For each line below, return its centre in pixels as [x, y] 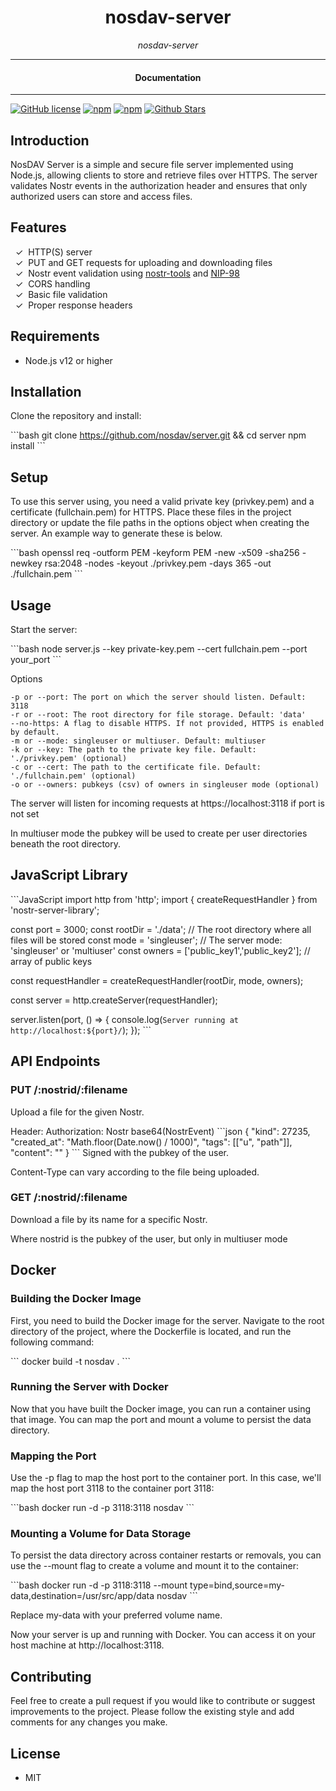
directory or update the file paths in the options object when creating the [160, 523]
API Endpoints [55, 1061]
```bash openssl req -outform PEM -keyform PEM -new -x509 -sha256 [155, 553]
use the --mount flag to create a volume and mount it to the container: [154, 1566]
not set [25, 814]
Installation [46, 391]
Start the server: [44, 630]
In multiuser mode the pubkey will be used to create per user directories [159, 833]
